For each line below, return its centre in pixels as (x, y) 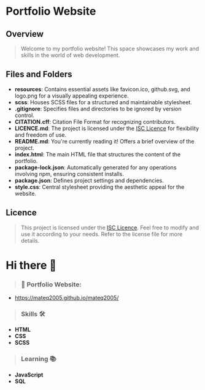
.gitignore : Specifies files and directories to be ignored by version (98, 109)
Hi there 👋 (31, 265)
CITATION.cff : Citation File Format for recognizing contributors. (95, 121)
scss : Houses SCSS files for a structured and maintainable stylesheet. (103, 102)
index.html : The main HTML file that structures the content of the (98, 154)
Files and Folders (39, 75)
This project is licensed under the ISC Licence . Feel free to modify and (110, 227)
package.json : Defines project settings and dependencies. (89, 180)
